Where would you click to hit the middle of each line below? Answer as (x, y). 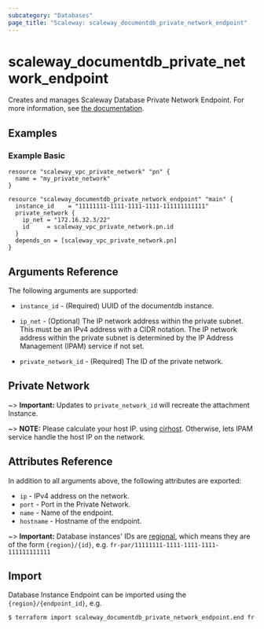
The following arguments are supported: (73, 290)
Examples (33, 133)
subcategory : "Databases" (50, 15)
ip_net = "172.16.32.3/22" (66, 220)
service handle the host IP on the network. (77, 436)
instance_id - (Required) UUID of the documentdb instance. (117, 305)
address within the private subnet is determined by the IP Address (126, 337)
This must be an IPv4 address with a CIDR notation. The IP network (128, 329)
